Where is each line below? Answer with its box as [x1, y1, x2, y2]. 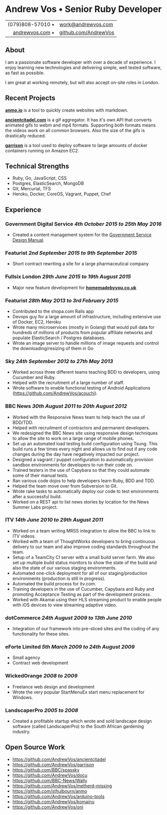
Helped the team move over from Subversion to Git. [12, 483, 118, 489]
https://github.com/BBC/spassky [12, 767, 80, 773]
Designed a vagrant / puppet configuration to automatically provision [12, 456, 154, 462]
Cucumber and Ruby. [12, 375, 56, 381]
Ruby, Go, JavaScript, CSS [12, 175, 67, 181]
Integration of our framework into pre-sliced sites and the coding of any [12, 626, 160, 632]
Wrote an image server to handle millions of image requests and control [12, 340, 159, 346]
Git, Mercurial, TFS [12, 186, 51, 192]
